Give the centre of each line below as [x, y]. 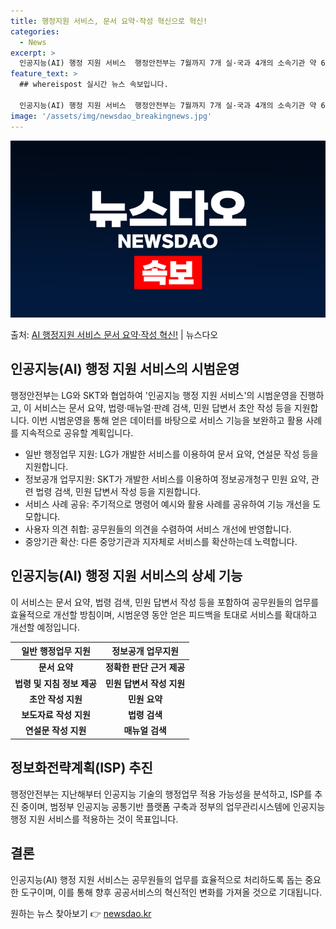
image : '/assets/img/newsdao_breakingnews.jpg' [111, 116]
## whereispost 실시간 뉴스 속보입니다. [94, 85]
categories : [35, 31]
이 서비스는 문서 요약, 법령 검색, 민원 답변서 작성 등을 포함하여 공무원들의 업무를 [165, 602]
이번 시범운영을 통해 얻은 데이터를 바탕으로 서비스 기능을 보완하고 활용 [167, 420]
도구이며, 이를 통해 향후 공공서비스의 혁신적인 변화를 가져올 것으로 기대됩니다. [171, 892]
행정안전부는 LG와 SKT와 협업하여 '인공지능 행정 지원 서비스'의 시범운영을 [154, 395]
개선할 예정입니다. [45, 627]
